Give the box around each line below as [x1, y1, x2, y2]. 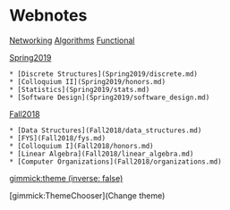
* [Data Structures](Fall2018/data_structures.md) [9, 126, 202, 135]
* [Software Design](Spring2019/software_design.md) [9, 93, 210, 102]
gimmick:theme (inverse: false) [9, 172, 124, 183]
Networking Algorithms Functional [9, 35, 135, 46]
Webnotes [9, 5, 88, 26]
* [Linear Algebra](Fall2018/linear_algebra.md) [9, 149, 194, 158]
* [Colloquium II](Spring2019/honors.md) [9, 77, 166, 86]
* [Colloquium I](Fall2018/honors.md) [9, 141, 154, 150]
